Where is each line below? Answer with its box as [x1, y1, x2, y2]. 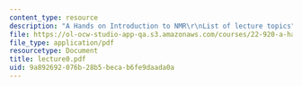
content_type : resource [9, 13, 99, 22]
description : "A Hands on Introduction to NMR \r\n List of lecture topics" [9, 21, 296, 30]
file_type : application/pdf [9, 38, 115, 47]
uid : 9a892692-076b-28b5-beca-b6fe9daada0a [9, 64, 175, 73]
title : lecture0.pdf [9, 55, 87, 64]
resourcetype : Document [9, 47, 99, 56]
